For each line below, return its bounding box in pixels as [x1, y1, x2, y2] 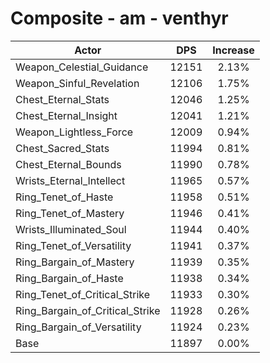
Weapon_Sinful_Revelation [15, 76, 140, 90]
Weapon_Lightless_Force [15, 125, 134, 139]
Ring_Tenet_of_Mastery [15, 206, 125, 220]
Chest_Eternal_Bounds [15, 157, 122, 171]
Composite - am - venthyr [10, 7, 229, 30]
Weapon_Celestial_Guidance [15, 60, 149, 74]
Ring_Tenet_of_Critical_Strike [15, 287, 151, 301]
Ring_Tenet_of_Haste [15, 190, 114, 204]
